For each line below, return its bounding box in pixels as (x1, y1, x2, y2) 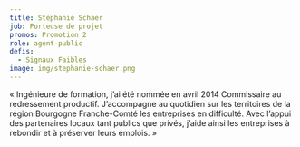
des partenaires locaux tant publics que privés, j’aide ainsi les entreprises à (9, 117, 290, 128)
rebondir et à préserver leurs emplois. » (9, 127, 157, 138)
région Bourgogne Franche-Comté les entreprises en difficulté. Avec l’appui (9, 108, 292, 119)
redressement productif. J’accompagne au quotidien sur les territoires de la (9, 98, 292, 109)
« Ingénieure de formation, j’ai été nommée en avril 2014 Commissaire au (9, 88, 282, 100)
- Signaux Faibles (17, 55, 88, 64)
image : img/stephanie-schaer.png (9, 64, 136, 73)
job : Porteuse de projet (9, 22, 103, 31)
